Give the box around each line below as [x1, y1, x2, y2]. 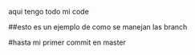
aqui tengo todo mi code [8, 7, 90, 16]
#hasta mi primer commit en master [8, 37, 127, 47]
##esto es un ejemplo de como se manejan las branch [8, 22, 188, 31]
